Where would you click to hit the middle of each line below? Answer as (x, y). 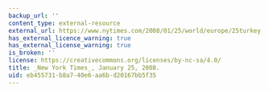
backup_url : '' (34, 16)
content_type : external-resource (64, 23)
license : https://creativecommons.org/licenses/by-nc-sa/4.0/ (115, 61)
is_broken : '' (32, 53)
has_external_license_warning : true (70, 46)
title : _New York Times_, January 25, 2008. (84, 68)
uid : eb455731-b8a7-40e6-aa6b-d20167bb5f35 (83, 75)
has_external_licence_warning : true (70, 38)
